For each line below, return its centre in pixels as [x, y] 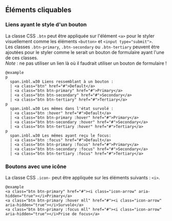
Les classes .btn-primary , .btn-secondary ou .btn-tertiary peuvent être [83, 47]
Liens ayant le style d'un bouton [46, 25]
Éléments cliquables [39, 10]
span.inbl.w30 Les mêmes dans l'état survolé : [62, 108]
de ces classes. [22, 58]
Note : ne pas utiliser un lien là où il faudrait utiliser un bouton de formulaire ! [86, 63]
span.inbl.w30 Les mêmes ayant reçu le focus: [61, 135]
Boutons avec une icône [36, 167]
